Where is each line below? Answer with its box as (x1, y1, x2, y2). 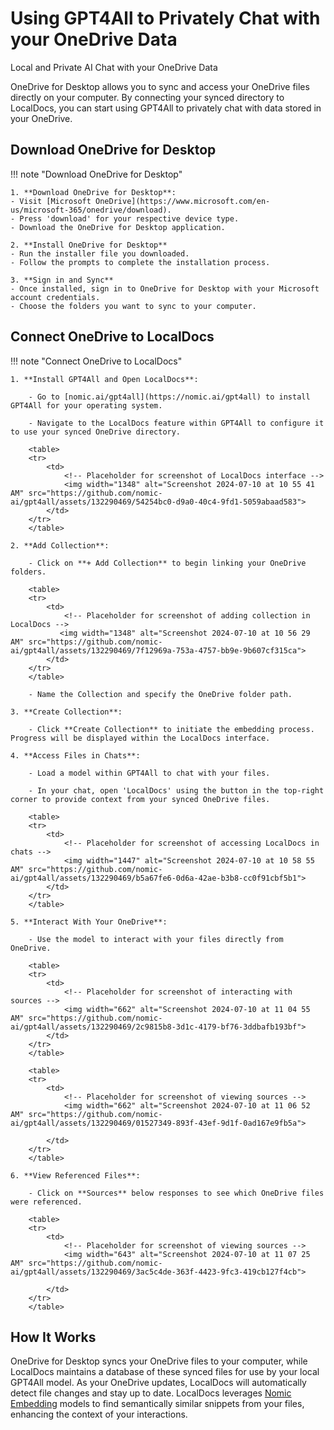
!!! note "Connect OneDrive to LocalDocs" (10, 355, 183, 367)
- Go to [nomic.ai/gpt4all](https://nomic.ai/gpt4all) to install (28, 392, 311, 402)
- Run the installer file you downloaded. (10, 248, 190, 259)
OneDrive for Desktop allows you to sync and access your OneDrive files (10, 80, 310, 92)
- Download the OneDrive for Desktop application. (10, 222, 226, 232)
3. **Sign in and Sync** (10, 275, 114, 285)
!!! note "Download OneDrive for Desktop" (10, 168, 183, 180)
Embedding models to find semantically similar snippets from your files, (10, 1398, 305, 1410)
